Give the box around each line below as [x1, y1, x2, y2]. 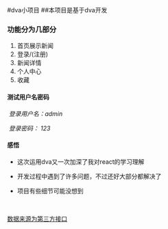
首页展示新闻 [16, 42, 53, 50]
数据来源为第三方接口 [7, 215, 67, 223]
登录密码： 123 [8, 124, 51, 132]
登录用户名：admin [8, 109, 63, 118]
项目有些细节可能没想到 [16, 186, 84, 195]
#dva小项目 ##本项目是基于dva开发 [7, 6, 108, 14]
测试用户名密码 [7, 93, 49, 101]
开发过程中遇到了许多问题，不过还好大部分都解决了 [16, 172, 162, 180]
